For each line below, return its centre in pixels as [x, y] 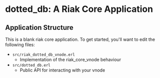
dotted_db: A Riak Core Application [79, 9]
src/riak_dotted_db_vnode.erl [44, 55]
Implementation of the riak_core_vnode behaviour [70, 60]
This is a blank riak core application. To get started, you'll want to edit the [80, 39]
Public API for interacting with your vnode [62, 70]
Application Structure [39, 28]
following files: [20, 45]
